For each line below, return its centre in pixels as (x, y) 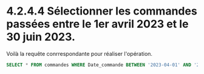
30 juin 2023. (41, 37)
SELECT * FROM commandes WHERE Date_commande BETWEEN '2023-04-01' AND (99, 65)
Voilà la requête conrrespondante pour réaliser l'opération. (80, 53)
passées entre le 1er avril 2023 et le (97, 24)
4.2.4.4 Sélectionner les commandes (102, 11)
